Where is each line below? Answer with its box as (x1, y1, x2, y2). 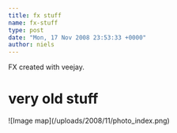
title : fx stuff (8, 11, 62, 20)
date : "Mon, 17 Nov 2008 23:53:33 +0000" (8, 33, 147, 42)
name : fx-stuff (8, 19, 58, 27)
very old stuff (8, 90, 99, 108)
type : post (8, 26, 44, 34)
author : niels (8, 41, 55, 49)
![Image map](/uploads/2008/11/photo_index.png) (8, 116, 170, 126)
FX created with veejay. (8, 62, 85, 72)
